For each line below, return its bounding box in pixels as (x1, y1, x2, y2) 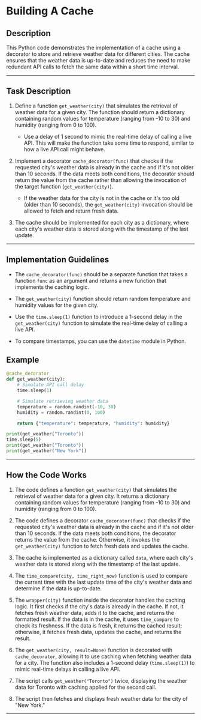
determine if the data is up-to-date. (14, 584, 102, 592)
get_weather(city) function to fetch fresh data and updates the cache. (14, 542, 190, 549)
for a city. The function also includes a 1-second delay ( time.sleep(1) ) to (14, 659, 195, 666)
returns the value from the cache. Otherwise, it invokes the (14, 536, 160, 543)
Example (6, 355, 39, 365)
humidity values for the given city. (14, 301, 99, 309)
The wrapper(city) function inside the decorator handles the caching (14, 596, 185, 604)
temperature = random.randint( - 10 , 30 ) (17, 404, 117, 410)
